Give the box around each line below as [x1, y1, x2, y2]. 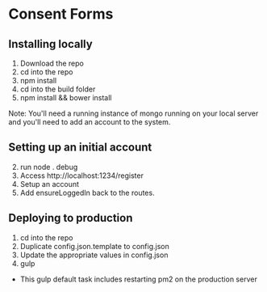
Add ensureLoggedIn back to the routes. [19, 188, 155, 197]
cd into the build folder [19, 84, 96, 94]
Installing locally [8, 37, 93, 51]
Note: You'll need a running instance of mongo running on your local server [8, 108, 259, 118]
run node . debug [19, 162, 78, 171]
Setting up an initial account [8, 141, 152, 154]
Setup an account [19, 179, 79, 188]
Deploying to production [8, 211, 133, 225]
